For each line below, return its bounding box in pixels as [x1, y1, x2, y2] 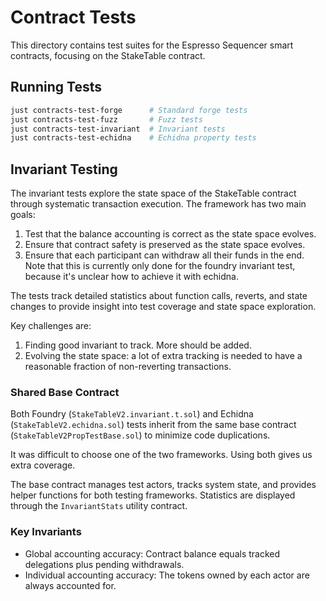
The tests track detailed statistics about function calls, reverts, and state [10, 290, 308, 302]
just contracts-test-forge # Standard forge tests [10, 105, 248, 115]
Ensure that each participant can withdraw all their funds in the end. [24, 249, 305, 261]
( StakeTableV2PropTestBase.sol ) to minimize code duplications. [10, 429, 271, 441]
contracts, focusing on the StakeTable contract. [10, 49, 206, 61]
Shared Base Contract [10, 385, 120, 399]
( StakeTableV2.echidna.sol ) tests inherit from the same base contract [10, 419, 297, 431]
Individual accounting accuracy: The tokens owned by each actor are [24, 569, 310, 581]
